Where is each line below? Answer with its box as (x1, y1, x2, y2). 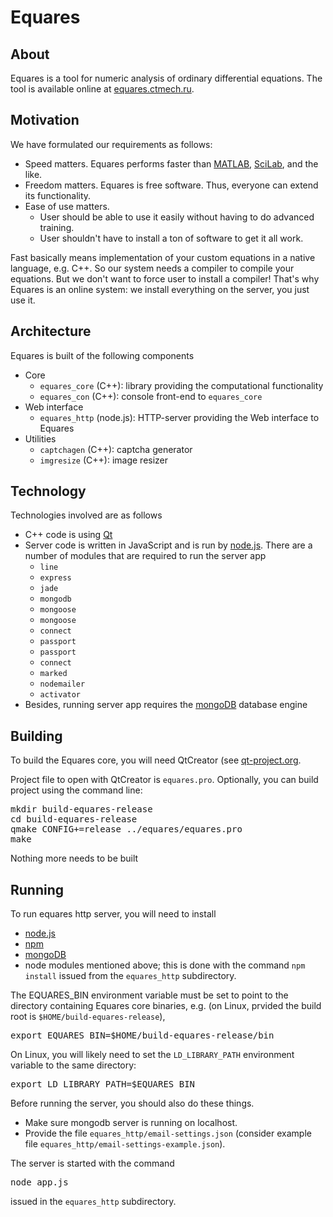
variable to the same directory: (10, 1059, 137, 1071)
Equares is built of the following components (10, 349, 195, 361)
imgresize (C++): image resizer (39, 454, 169, 466)
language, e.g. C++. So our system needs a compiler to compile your (10, 262, 295, 274)
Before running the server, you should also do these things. (10, 1097, 255, 1110)
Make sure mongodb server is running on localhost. (24, 1117, 238, 1129)
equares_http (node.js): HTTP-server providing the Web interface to (39, 411, 320, 423)
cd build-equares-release (10, 814, 138, 825)
